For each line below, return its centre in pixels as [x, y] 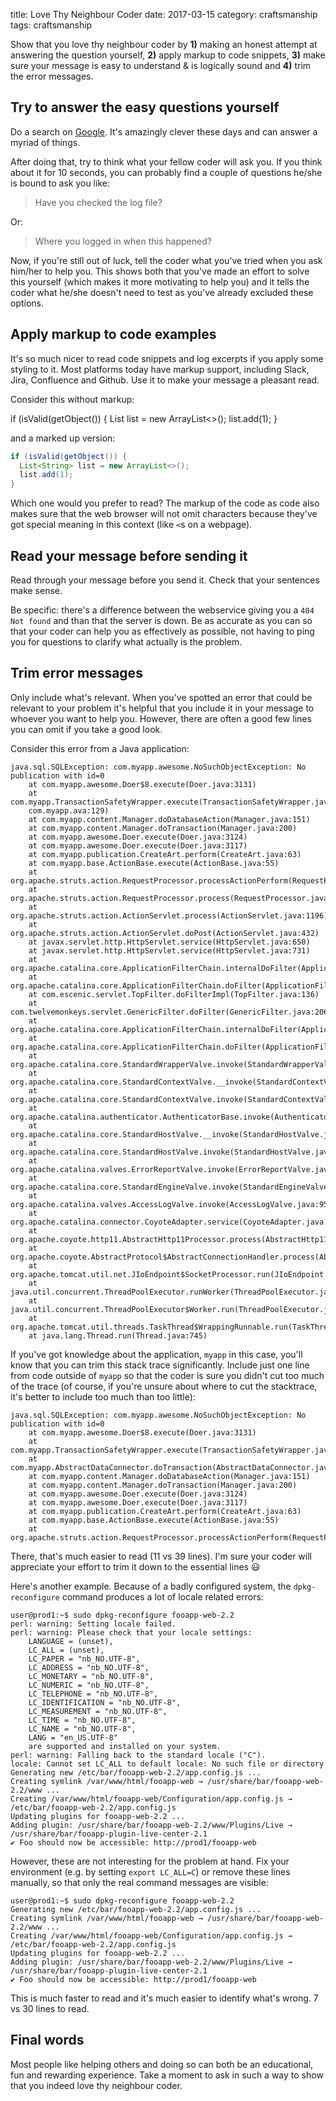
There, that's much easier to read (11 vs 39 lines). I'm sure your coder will [161, 1556]
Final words [47, 2040]
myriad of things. [45, 142]
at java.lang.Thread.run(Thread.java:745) [118, 1335]
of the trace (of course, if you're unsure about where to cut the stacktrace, [164, 1386]
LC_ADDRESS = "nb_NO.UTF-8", [89, 1667]
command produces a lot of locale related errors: [162, 1596]
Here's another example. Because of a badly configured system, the [151, 1586]
